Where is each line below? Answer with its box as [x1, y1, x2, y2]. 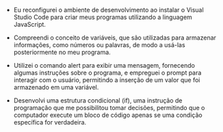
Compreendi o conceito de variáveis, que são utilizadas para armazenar [13, 34, 217, 42]
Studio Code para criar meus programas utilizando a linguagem [13, 13, 193, 21]
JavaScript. [13, 21, 47, 28]
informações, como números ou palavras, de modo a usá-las [13, 41, 186, 49]
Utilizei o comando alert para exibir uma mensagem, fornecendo [13, 62, 195, 69]
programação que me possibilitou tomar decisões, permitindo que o [13, 104, 205, 111]
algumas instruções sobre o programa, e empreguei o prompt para [13, 68, 202, 77]
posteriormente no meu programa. [13, 48, 111, 56]
